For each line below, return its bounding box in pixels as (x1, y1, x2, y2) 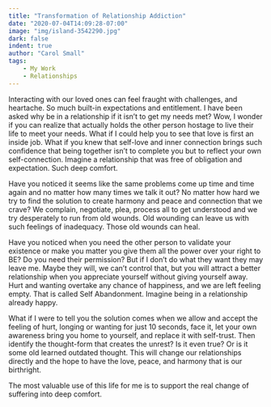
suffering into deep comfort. (8, 389, 103, 399)
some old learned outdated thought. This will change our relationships (8, 347, 242, 357)
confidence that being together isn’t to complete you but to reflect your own (8, 146, 261, 155)
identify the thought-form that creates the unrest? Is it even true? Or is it (8, 339, 248, 349)
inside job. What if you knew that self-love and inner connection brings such (8, 137, 263, 146)
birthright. (8, 365, 42, 375)
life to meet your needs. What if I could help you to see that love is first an (8, 129, 254, 138)
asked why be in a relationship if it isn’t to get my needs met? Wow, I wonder (8, 111, 263, 121)
